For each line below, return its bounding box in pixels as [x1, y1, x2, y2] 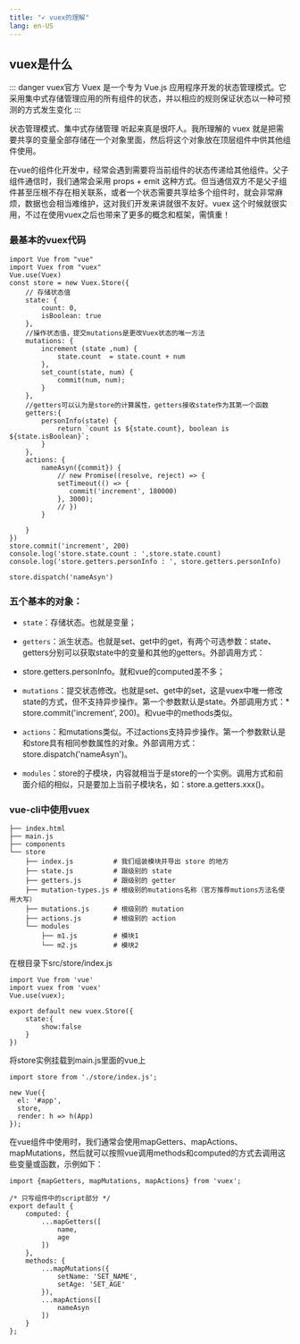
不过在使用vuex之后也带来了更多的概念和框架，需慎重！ [24, 209, 230, 220]
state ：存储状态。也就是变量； [21, 617, 137, 627]
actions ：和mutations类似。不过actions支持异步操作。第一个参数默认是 [21, 726, 286, 737]
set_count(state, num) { [41, 367, 134, 376]
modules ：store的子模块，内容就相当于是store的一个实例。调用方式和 [21, 768, 276, 778]
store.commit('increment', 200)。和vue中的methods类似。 [21, 707, 237, 718]
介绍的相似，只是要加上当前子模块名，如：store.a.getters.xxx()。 [29, 778, 270, 789]
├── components [9, 840, 66, 849]
